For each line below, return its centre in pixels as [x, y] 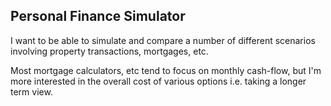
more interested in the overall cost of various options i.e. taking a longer [158, 81]
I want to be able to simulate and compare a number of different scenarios [163, 40]
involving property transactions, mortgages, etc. [109, 51]
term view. [31, 91]
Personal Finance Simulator [98, 16]
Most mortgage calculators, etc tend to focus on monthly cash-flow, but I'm [166, 70]
